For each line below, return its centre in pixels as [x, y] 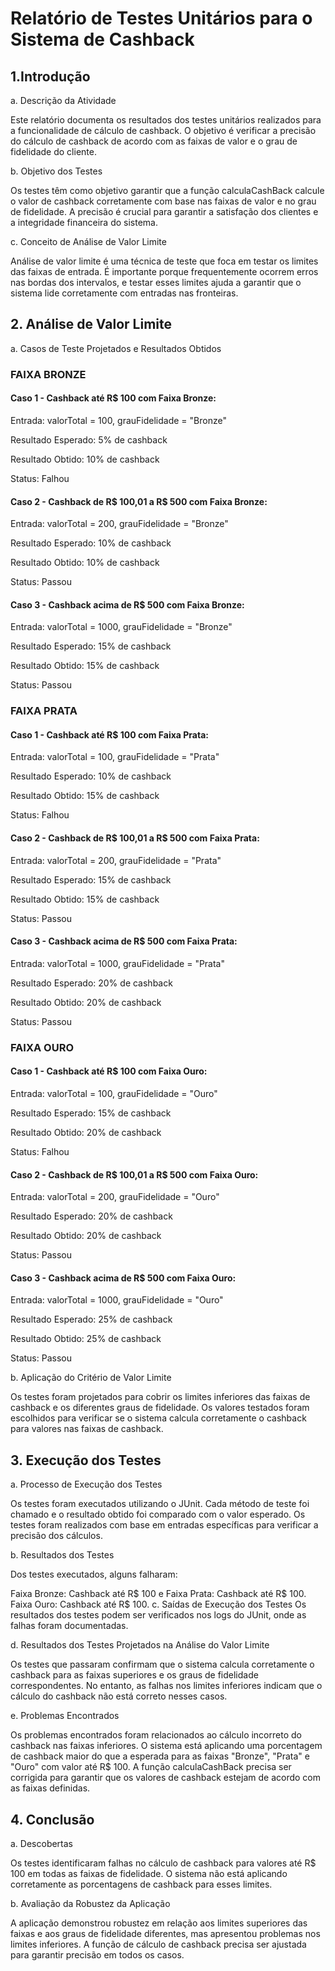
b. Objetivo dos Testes [56, 171]
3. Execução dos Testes [86, 1460]
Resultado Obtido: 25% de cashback [86, 1339]
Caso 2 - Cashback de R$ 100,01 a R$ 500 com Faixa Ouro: [134, 1174]
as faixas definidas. [50, 1788]
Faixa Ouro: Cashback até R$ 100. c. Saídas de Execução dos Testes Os [158, 1604]
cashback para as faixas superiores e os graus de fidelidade [134, 1675]
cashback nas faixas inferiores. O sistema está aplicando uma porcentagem [166, 1746]
